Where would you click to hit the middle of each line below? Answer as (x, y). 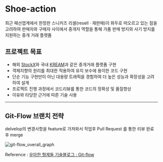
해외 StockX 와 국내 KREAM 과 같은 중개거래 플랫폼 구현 (64, 65)
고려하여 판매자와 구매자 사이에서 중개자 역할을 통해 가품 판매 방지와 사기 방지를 (80, 29)
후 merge (14, 135)
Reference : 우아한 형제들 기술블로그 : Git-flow (50, 154)
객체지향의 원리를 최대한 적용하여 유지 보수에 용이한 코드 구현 (70, 70)
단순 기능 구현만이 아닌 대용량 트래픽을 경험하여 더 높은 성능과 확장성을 (79, 77)
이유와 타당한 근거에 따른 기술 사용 (44, 95)
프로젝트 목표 (24, 52)
